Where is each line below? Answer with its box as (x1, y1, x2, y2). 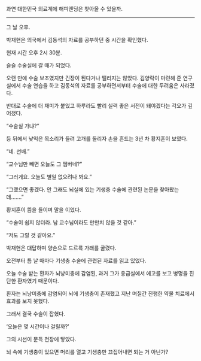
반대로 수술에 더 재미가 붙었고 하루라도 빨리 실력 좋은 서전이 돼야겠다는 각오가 (6, 102, 187, 109)
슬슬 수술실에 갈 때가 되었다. (6, 62, 72, 69)
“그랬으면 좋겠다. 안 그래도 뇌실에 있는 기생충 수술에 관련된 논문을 (6, 186, 159, 193)
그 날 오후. (6, 23, 31, 31)
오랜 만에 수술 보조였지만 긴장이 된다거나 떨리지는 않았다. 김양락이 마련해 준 (6, 74, 182, 81)
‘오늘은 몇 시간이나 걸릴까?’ (6, 323, 69, 330)
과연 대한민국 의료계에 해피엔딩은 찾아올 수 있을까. (6, 5, 123, 12)
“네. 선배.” (6, 148, 30, 154)
